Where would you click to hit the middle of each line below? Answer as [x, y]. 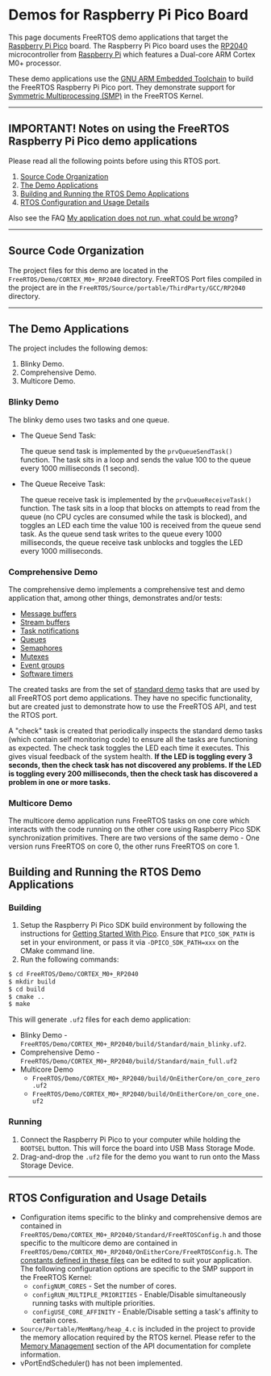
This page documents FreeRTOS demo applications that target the [118, 37]
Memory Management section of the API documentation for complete [135, 1346]
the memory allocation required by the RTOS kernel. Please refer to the [138, 1337]
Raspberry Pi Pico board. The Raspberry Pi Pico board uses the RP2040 [128, 45]
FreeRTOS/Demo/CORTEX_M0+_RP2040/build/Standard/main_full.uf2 [129, 1062]
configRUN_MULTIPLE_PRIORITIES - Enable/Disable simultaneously [139, 1294]
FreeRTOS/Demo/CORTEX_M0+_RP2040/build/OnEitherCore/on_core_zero [146, 1079]
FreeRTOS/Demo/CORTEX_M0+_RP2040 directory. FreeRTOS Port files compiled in [135, 279]
